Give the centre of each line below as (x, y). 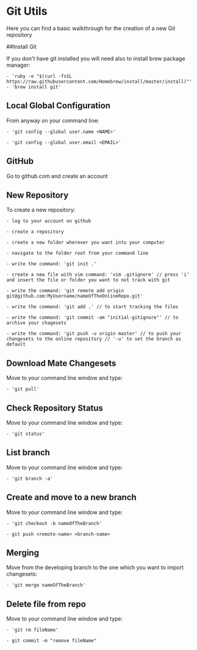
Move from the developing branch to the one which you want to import (95, 567)
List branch (28, 452)
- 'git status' (26, 434)
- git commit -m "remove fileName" (52, 641)
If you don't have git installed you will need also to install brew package (96, 58)
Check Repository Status (55, 408)
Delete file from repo (46, 604)
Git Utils (27, 11)
